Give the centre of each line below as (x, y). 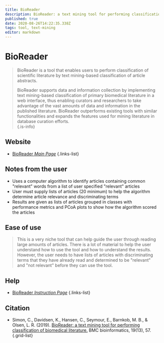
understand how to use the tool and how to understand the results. (84, 250)
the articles (23, 212)
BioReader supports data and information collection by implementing (86, 90)
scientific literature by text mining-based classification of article (81, 75)
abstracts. (27, 80)
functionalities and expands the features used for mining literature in (86, 116)
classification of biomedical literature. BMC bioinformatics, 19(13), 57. (82, 330)
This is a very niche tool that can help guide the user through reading (86, 239)
